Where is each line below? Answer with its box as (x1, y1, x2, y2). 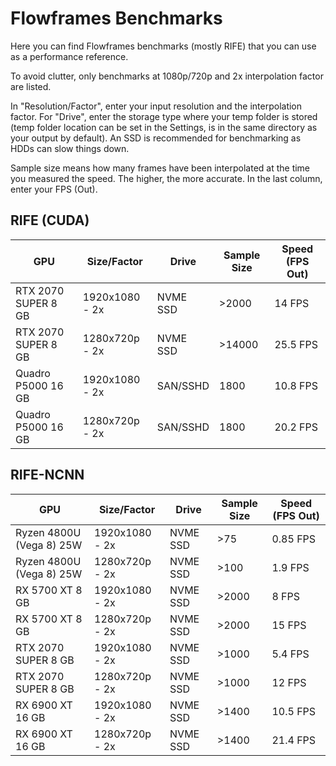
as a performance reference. (10, 50, 129, 62)
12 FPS (271, 675, 307, 689)
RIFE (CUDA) (10, 212, 90, 229)
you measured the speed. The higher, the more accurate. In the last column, (10, 172, 323, 184)
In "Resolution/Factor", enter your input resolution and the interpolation (10, 100, 303, 112)
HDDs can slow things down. (10, 142, 130, 154)
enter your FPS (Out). (10, 183, 98, 195)
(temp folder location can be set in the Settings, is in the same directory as (10, 121, 318, 133)
